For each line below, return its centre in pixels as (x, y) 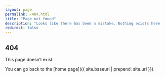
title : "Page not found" (31, 19)
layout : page (19, 10)
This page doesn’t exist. (30, 59)
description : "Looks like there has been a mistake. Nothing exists (77, 23)
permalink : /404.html (27, 14)
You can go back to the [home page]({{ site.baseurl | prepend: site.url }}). (80, 69)
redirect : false (22, 28)
